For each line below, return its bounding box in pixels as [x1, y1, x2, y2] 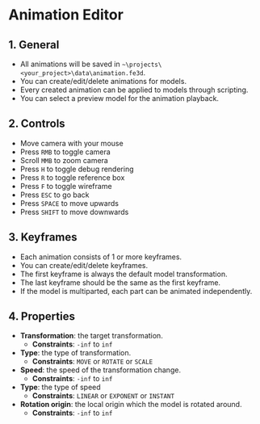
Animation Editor [8, 6, 124, 24]
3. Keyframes [8, 230, 78, 244]
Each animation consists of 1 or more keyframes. [19, 252, 182, 262]
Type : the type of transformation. [19, 348, 132, 358]
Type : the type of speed [19, 382, 101, 393]
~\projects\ [121, 61, 162, 69]
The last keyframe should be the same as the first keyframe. [19, 277, 220, 288]
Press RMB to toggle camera [19, 147, 111, 157]
